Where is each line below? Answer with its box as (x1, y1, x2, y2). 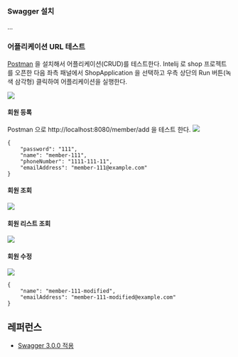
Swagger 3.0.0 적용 (17, 341, 75, 350)
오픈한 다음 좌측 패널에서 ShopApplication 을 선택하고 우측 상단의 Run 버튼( (14, 68, 226, 77)
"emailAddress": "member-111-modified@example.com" (20, 294, 176, 301)
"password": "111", (20, 145, 78, 153)
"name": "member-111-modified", (20, 287, 116, 295)
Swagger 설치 (7, 6, 55, 16)
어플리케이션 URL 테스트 (7, 42, 86, 52)
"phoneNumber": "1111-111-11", (20, 158, 113, 165)
